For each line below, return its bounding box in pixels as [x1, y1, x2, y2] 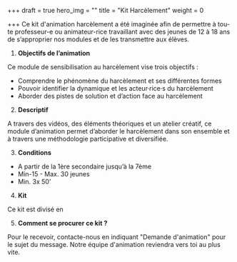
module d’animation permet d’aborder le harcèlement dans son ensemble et [7, 127, 230, 135]
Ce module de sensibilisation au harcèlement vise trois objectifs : [7, 63, 198, 71]
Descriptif [17, 106, 49, 114]
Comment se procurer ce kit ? [17, 219, 108, 227]
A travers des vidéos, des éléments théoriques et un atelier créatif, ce [7, 119, 212, 128]
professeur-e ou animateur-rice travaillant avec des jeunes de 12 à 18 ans [14, 28, 231, 36]
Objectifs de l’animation [17, 49, 91, 57]
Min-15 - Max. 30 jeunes [17, 170, 91, 178]
